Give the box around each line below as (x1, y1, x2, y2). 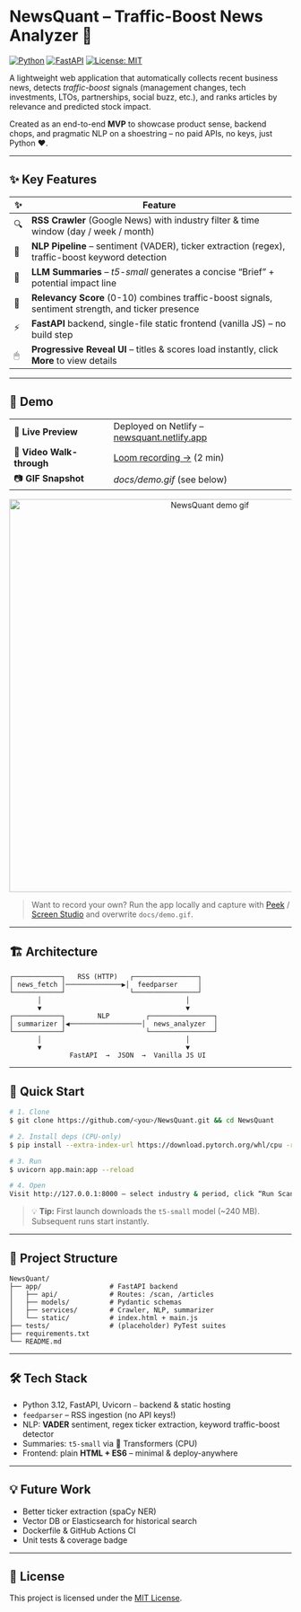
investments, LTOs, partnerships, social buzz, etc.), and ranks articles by (9, 92, 278, 102)
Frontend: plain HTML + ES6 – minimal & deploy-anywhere (21, 1448, 238, 1458)
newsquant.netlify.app (113, 431, 208, 444)
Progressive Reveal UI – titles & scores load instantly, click (30, 343, 279, 356)
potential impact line (30, 277, 116, 289)
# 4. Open (9, 1181, 47, 1191)
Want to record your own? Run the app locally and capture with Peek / (30, 899, 290, 910)
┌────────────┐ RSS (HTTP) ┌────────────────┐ (9, 973, 202, 982)
